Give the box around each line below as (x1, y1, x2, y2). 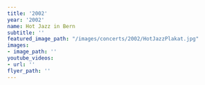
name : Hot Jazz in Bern (7, 23, 76, 29)
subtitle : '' (7, 29, 45, 36)
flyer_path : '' (7, 67, 51, 74)
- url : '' (7, 61, 36, 68)
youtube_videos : (7, 55, 54, 62)
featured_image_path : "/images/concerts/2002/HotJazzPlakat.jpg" (7, 36, 199, 42)
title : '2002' (7, 10, 48, 17)
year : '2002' (7, 16, 45, 23)
